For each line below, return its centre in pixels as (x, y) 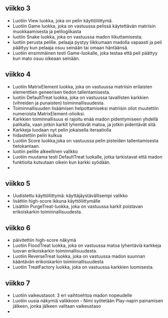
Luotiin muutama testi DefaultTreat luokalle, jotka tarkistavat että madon (88, 156)
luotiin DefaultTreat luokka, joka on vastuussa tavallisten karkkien (80, 97)
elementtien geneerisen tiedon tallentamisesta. (61, 92)
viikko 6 (18, 228)
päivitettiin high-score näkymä (44, 240)
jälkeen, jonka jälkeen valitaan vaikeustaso (57, 306)
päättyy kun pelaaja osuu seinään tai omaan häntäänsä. (70, 47)
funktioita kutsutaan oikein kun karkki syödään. (61, 162)
